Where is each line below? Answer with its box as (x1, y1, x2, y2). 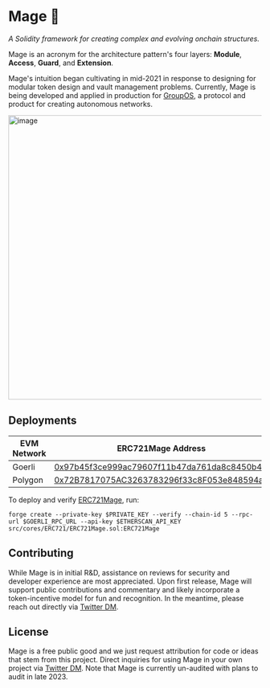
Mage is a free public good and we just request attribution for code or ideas (8, 646, 259, 656)
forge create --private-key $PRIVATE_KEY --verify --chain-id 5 (8, 510, 228, 518)
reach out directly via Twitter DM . (8, 602, 119, 612)
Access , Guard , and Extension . (8, 58, 114, 68)
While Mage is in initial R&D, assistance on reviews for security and (8, 567, 231, 577)
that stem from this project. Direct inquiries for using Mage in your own (8, 655, 243, 665)
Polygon (12, 474, 44, 485)
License (8, 625, 49, 638)
